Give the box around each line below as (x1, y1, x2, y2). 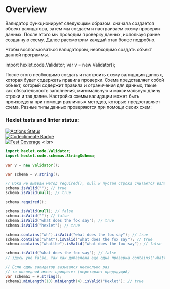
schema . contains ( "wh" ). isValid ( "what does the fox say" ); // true (5, 232, 148, 237)
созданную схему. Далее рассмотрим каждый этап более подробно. (5, 37, 156, 43)
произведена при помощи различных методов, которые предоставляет (5, 98, 160, 105)
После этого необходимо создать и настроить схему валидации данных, (5, 71, 163, 77)
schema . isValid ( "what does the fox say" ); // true (5, 218, 114, 223)
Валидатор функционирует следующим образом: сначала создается (5, 20, 154, 26)
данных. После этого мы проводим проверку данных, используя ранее (5, 31, 160, 37)
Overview (5, 4, 47, 15)
